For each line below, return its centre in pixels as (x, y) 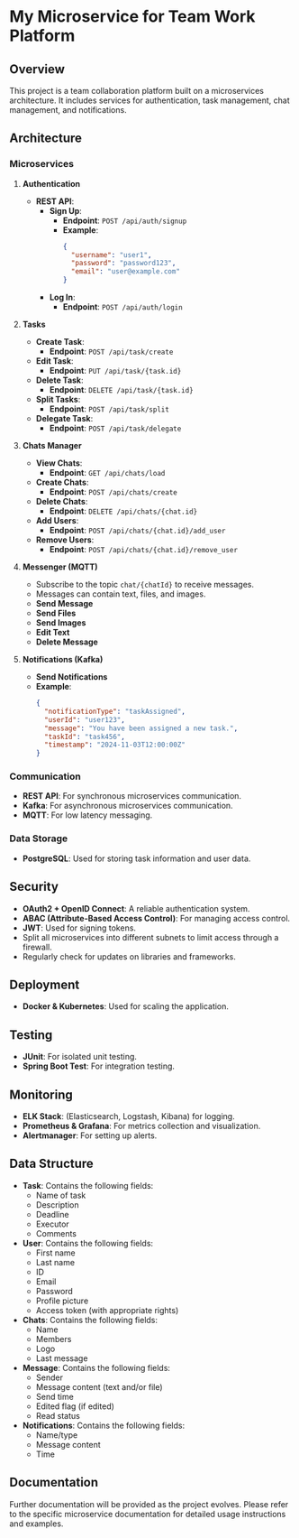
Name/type (57, 1435)
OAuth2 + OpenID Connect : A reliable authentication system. (136, 908)
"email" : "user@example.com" (125, 272)
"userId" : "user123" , (85, 719)
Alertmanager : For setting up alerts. (90, 1135)
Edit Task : (54, 361)
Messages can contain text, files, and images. (121, 594)
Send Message (64, 604)
